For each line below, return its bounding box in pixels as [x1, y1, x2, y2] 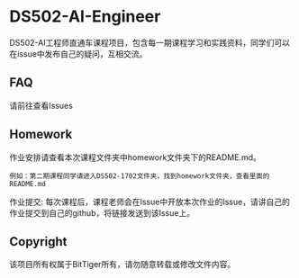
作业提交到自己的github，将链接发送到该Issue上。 [9, 207, 195, 218]
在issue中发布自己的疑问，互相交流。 [9, 48, 148, 59]
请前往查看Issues [9, 100, 74, 111]
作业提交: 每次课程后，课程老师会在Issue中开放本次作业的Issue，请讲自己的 [9, 196, 290, 207]
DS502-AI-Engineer [9, 6, 161, 27]
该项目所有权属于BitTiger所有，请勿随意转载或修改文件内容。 [9, 259, 236, 270]
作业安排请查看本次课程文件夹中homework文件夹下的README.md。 [9, 151, 261, 163]
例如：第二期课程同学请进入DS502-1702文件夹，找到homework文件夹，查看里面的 [9, 171, 270, 181]
